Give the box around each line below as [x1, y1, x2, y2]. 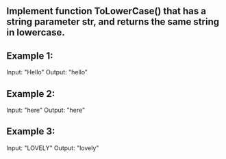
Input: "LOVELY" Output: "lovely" [6, 143, 99, 152]
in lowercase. [6, 27, 66, 38]
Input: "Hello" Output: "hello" [6, 68, 88, 76]
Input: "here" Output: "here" [6, 106, 86, 115]
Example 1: [6, 50, 53, 61]
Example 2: [6, 88, 55, 100]
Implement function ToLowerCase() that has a [6, 5, 207, 17]
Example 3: [6, 126, 55, 137]
